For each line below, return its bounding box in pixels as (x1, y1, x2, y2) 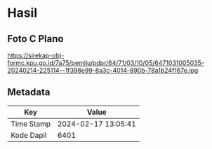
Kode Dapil (11, 130, 47, 140)
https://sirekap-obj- (7, 51, 65, 59)
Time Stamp (11, 119, 51, 129)
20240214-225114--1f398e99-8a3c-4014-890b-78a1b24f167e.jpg (7, 66, 199, 74)
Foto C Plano (7, 33, 64, 45)
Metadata (7, 86, 51, 99)
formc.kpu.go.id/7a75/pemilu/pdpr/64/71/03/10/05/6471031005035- (7, 59, 205, 67)
